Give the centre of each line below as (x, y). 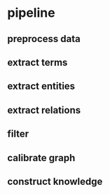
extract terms (37, 62)
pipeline (31, 13)
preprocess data (44, 39)
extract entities (41, 86)
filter (18, 134)
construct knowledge (55, 181)
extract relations (44, 110)
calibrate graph (41, 158)
